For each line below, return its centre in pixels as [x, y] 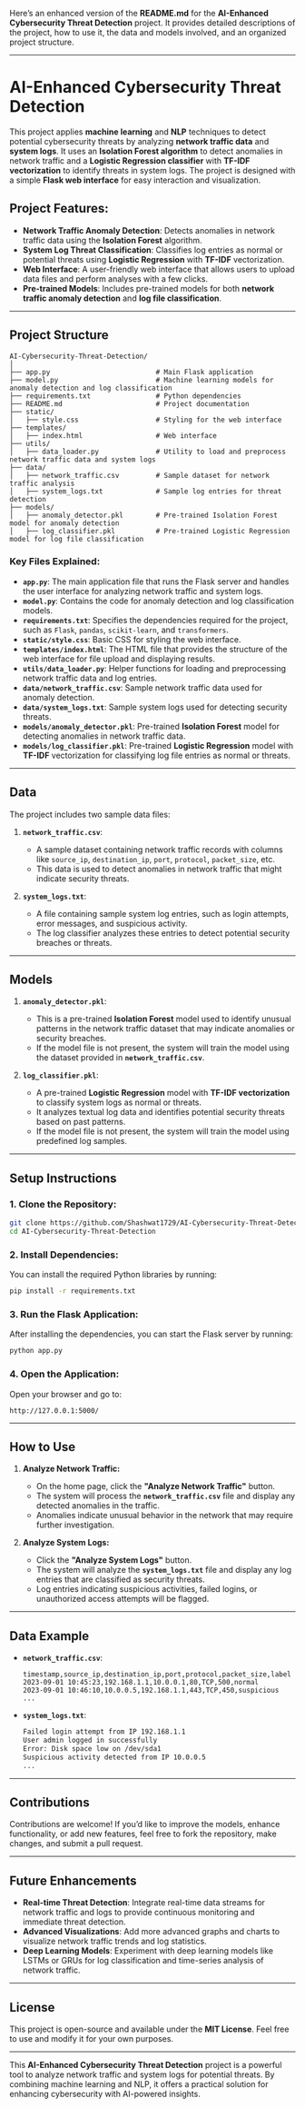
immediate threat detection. [74, 1922]
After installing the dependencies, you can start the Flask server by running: [151, 1334]
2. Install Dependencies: [64, 1255]
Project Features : [59, 209]
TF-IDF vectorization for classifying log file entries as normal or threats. [156, 755]
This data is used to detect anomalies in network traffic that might [159, 869]
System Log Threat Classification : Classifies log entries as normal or [152, 250]
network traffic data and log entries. [89, 678]
